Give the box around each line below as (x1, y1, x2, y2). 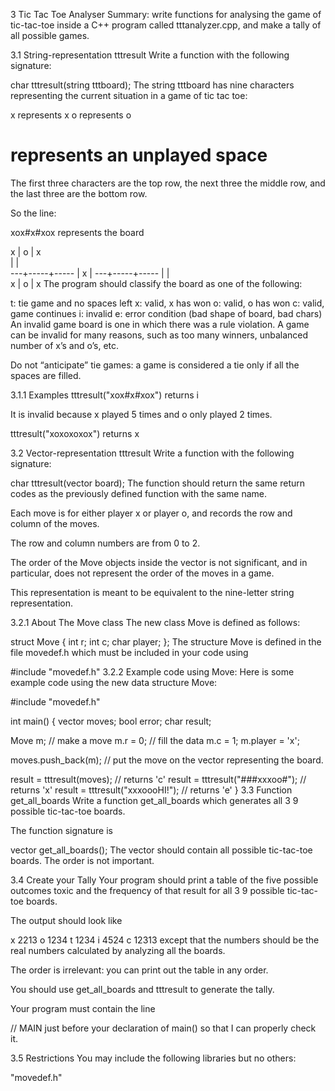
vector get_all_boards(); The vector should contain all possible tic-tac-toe (10, 844, 313, 856)
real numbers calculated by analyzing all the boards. (10, 944, 226, 956)
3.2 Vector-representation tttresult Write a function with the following (10, 447, 295, 459)
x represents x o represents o (10, 109, 132, 121)
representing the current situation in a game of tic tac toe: (10, 90, 248, 101)
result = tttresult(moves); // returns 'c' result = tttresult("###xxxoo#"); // (10, 773, 307, 785)
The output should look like (10, 914, 123, 926)
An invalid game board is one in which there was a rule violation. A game (10, 318, 310, 330)
